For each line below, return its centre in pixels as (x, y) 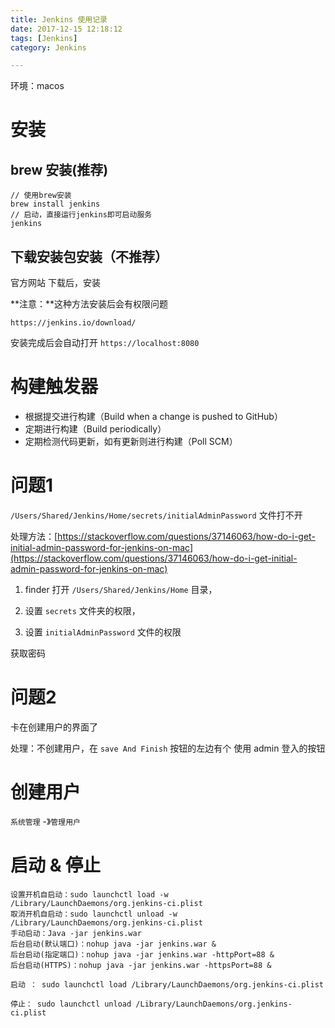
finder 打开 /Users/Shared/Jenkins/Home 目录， (121, 589)
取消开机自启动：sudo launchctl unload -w (94, 914)
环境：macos (37, 86)
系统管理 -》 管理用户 (45, 821)
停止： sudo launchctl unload (71, 1004)
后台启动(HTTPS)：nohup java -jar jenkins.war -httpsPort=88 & (141, 965)
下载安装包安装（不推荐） (89, 256)
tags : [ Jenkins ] (44, 38)
